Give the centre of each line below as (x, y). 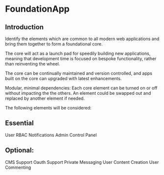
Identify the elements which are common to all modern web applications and (82, 39)
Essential (20, 123)
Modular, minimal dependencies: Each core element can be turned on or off (81, 88)
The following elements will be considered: (48, 108)
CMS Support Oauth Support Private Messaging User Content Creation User (82, 162)
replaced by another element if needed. (45, 98)
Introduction (24, 27)
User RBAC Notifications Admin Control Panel (51, 135)
